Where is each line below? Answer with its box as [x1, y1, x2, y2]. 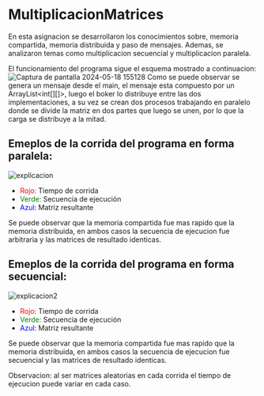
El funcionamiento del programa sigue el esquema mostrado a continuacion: [8, 63, 257, 73]
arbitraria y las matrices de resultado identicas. [8, 235, 162, 244]
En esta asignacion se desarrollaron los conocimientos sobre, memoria [8, 32, 239, 41]
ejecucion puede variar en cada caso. [8, 379, 131, 388]
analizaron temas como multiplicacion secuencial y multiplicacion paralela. [8, 48, 251, 58]
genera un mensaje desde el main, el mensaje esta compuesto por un [8, 81, 235, 90]
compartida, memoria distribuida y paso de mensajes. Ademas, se [8, 40, 224, 49]
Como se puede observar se [147, 72, 240, 81]
